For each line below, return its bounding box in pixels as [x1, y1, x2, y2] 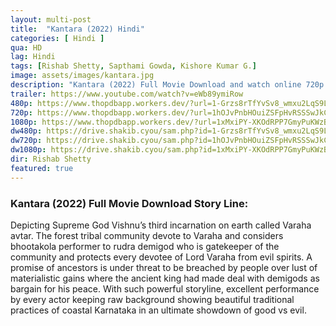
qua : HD [10, 42, 43, 53]
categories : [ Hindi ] [10, 33, 105, 43]
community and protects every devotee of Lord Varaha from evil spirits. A [10, 251, 313, 263]
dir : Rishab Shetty [10, 154, 92, 164]
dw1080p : [10, 145, 47, 155]
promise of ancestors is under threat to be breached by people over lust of [10, 261, 318, 273]
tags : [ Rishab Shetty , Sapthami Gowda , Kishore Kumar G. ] [10, 61, 257, 71]
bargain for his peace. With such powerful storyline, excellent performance [10, 282, 320, 295]
